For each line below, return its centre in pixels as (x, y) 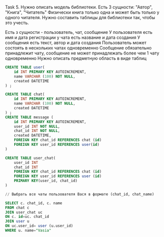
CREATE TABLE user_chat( (30, 158)
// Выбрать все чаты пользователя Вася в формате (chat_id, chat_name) (80, 194)
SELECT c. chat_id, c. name (34, 203)
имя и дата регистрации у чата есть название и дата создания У (73, 37)
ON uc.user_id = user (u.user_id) (39, 226)
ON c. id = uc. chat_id (27, 217)
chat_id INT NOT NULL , (37, 131)
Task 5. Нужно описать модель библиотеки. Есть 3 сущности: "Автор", (79, 7)
